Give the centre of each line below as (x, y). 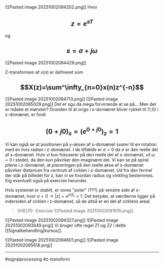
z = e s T (82, 23)
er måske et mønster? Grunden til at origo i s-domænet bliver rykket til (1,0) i (82, 110)
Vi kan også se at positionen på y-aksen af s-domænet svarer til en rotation (81, 144)
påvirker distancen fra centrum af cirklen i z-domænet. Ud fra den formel (79, 171)
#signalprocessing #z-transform (38, 259)
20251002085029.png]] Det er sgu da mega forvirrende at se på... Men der (81, 104)
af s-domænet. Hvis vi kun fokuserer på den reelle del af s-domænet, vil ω (80, 155)
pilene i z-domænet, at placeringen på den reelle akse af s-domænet (74, 165)
